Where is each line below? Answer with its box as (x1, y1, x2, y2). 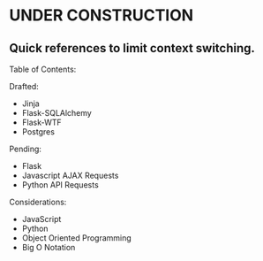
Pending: (9, 143, 42, 154)
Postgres (21, 127, 56, 137)
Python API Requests (21, 180, 99, 190)
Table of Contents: (9, 64, 77, 74)
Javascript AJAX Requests (21, 170, 119, 180)
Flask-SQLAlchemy (21, 108, 93, 118)
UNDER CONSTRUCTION (9, 5, 194, 26)
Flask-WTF (21, 117, 62, 127)
